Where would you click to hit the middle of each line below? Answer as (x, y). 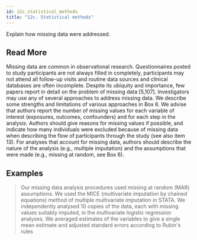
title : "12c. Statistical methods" (50, 17)
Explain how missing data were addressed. (58, 34)
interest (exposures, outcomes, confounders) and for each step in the (91, 117)
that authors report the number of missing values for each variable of (90, 111)
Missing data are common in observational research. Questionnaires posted (98, 67)
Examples (25, 173)
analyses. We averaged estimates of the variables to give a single (100, 219)
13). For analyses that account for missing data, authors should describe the (99, 142)
